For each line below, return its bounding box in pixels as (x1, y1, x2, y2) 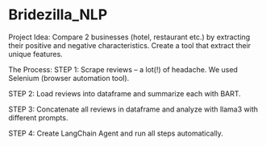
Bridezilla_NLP (8, 6, 108, 24)
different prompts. (8, 112, 69, 122)
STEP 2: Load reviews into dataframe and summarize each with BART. (8, 88, 242, 98)
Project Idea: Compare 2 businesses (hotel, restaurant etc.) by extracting (8, 32, 251, 42)
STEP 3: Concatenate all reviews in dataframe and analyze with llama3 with (8, 104, 259, 114)
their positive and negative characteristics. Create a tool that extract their (8, 40, 251, 50)
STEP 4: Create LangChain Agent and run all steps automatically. (8, 128, 224, 138)
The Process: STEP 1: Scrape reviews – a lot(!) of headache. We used (8, 64, 238, 74)
